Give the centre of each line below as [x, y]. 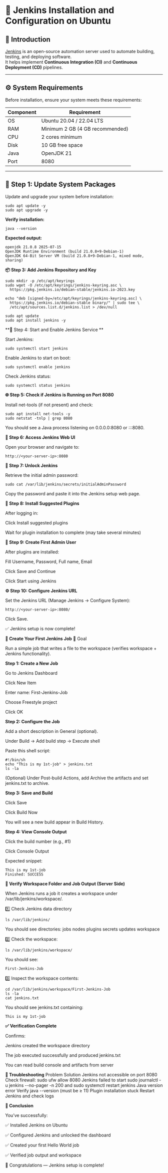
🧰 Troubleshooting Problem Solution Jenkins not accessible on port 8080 [81, 1074]
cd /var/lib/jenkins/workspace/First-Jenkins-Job [58, 989]
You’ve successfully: [26, 1115]
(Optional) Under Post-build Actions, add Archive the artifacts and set [77, 778]
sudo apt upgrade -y [27, 210]
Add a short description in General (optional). [52, 731]
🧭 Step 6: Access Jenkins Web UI [40, 437]
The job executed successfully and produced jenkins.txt [63, 1055]
